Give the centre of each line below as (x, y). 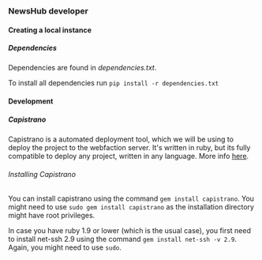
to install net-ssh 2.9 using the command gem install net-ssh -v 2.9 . (122, 239)
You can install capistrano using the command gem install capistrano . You (131, 198)
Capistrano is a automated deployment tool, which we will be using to (121, 139)
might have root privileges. (52, 216)
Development (31, 101)
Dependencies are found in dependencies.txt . (82, 68)
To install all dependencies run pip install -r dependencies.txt (114, 83)
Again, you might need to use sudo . (65, 247)
